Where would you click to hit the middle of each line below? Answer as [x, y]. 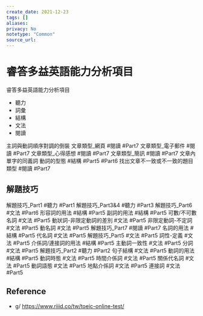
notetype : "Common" [31, 35]
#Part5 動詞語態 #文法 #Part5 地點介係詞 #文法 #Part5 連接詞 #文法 [97, 265]
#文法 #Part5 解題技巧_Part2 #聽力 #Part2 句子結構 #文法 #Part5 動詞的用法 [101, 250]
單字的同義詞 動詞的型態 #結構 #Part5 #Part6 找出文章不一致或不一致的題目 [100, 160]
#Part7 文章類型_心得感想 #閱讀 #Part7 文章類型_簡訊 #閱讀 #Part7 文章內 [104, 153]
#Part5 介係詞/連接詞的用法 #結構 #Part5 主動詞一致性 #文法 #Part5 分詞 [103, 243]
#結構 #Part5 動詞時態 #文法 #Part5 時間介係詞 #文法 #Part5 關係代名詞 [95, 258]
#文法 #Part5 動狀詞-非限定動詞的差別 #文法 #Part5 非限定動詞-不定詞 [105, 220]
